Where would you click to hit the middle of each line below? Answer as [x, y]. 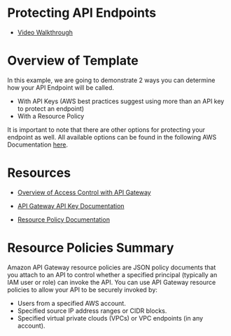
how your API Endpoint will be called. [61, 87]
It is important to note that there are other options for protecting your [106, 129]
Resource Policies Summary [91, 248]
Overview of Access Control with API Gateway [84, 192]
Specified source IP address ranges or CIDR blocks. [92, 311]
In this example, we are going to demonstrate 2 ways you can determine [111, 80]
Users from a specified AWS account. [71, 303]
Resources [39, 173]
